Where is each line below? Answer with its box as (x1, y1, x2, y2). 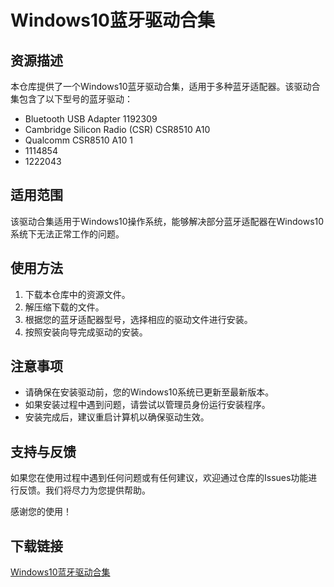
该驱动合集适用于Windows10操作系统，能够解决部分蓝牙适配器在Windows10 (10, 215, 325, 227)
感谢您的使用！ (10, 506, 72, 518)
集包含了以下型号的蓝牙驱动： (10, 93, 133, 105)
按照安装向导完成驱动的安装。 (24, 326, 148, 338)
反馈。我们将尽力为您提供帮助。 (18, 484, 151, 496)
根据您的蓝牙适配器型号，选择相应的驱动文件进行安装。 (24, 313, 253, 325)
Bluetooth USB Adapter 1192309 (24, 113, 158, 125)
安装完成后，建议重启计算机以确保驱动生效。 (24, 411, 210, 423)
